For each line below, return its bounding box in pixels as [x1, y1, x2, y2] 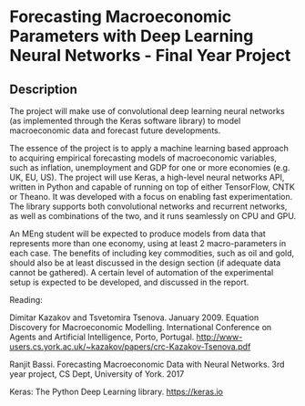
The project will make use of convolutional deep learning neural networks [9, 106, 285, 116]
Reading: [9, 295, 43, 305]
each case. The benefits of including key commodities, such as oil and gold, [9, 248, 295, 258]
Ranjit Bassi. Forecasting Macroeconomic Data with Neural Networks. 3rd [9, 359, 285, 370]
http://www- [196, 331, 243, 342]
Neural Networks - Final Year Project [9, 46, 291, 66]
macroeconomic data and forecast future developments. [9, 125, 221, 136]
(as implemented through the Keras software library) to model [9, 116, 241, 126]
